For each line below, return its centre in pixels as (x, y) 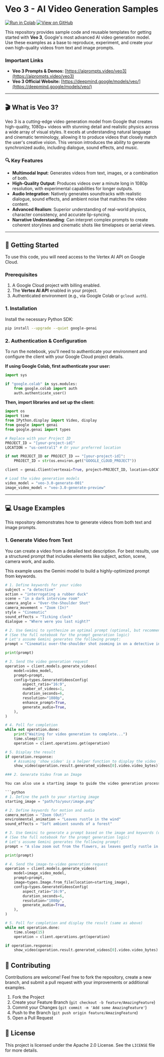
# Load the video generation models (42, 479)
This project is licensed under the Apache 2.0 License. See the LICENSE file (80, 1045)
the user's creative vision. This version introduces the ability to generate (78, 143)
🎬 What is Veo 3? (32, 107)
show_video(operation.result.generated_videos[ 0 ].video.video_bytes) (86, 950)
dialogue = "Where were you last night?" (48, 621)
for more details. (21, 1050)
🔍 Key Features (24, 160)
